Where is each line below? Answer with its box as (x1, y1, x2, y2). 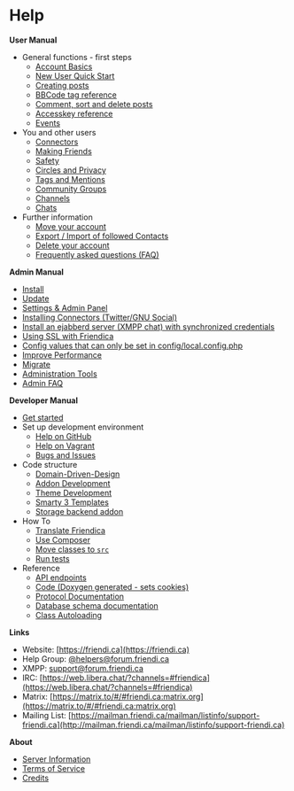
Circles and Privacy (35, 165, 106, 175)
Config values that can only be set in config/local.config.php (21, 340, 244, 351)
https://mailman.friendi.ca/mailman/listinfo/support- (70, 710, 260, 720)
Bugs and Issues (35, 449, 96, 461)
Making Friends (35, 145, 93, 156)
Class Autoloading (35, 609, 103, 620)
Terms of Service (21, 763, 86, 773)
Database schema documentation (35, 600, 159, 611)
